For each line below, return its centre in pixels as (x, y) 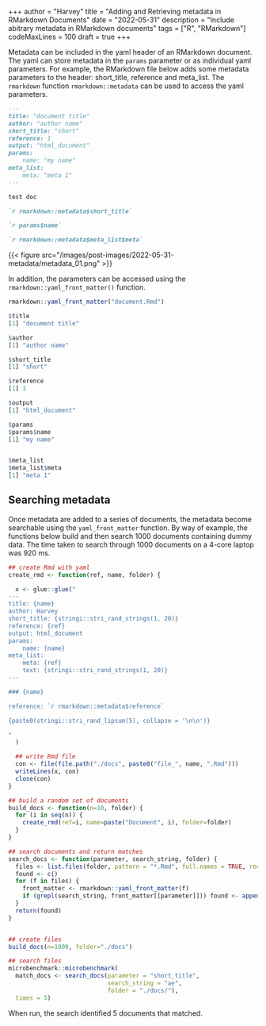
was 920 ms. (29, 553)
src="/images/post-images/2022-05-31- (108, 255)
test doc (23, 197)
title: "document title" (49, 116)
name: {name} (44, 648)
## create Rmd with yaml (49, 567)
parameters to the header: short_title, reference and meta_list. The (116, 77)
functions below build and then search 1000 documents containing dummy (130, 536)
